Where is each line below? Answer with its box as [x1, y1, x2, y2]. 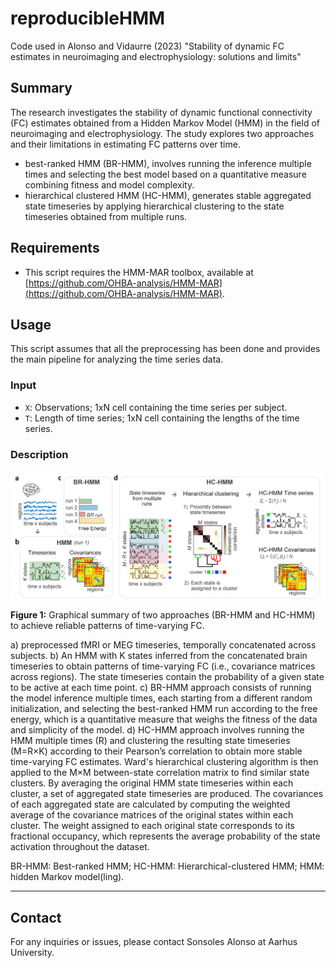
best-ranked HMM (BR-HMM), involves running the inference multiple [24, 157, 312, 169]
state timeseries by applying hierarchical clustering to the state [24, 200, 285, 212]
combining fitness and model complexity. [24, 178, 195, 191]
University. [10, 947, 55, 959]
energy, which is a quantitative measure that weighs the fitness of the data [10, 713, 318, 726]
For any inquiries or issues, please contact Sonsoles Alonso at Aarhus [10, 936, 298, 948]
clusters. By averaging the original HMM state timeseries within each [10, 777, 294, 789]
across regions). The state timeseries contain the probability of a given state [10, 671, 325, 683]
